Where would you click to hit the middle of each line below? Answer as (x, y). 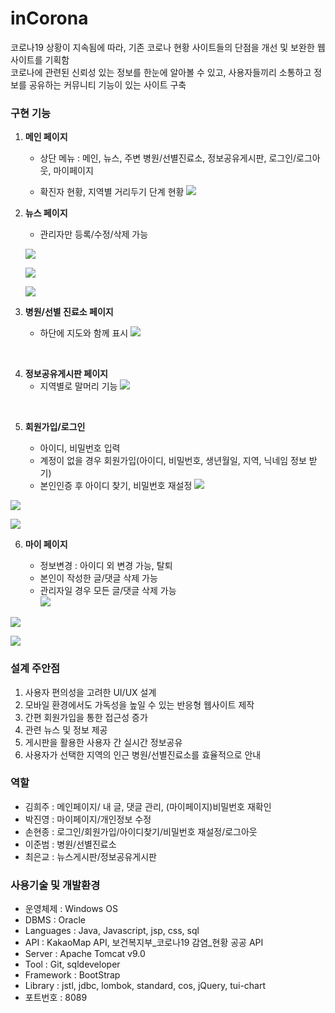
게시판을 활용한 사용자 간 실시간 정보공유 (103, 742)
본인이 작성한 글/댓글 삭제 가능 (98, 578)
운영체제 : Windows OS (71, 909)
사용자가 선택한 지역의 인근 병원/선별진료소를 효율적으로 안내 (143, 754)
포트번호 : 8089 (56, 998)
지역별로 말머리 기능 (78, 386)
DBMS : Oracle (55, 920)
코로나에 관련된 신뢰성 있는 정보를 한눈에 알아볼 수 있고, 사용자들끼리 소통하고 (161, 72)
